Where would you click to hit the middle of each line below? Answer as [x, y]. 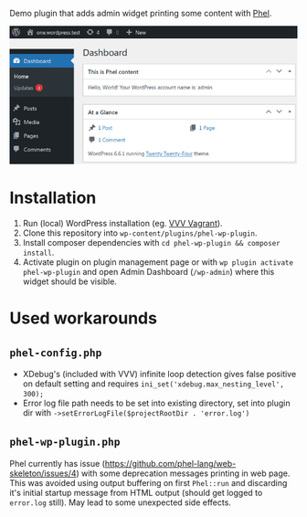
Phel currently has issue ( [57, 463]
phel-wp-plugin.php [65, 442]
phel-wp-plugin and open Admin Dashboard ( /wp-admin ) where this [148, 272]
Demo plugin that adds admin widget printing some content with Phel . [141, 13]
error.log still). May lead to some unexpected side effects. [120, 502]
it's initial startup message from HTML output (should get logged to [136, 492]
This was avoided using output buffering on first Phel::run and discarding [148, 482]
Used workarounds [84, 318]
